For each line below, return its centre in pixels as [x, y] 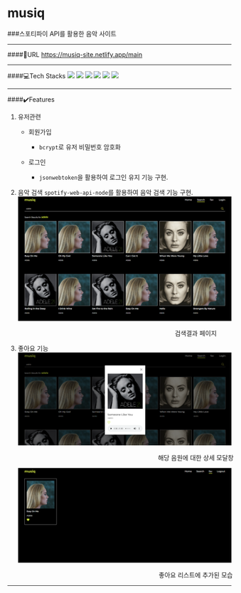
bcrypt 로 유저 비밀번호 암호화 [80, 146]
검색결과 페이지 [196, 333]
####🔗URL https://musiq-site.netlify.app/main [75, 54]
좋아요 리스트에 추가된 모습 [196, 575]
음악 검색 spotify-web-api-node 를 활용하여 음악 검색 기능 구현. [105, 192]
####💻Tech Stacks [37, 75]
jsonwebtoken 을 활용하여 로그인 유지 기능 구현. [103, 177]
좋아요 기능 [33, 348]
